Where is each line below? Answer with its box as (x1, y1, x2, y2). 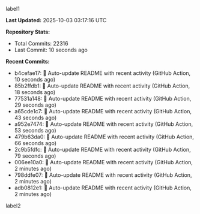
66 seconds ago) (14, 140, 57, 146)
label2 (5, 202, 21, 209)
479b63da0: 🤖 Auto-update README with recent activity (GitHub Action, (14, 133, 195, 140)
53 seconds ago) (14, 127, 56, 134)
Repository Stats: (5, 28, 50, 35)
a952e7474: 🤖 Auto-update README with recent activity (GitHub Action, (14, 120, 193, 128)
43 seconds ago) (14, 114, 57, 121)
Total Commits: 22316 (14, 40, 68, 47)
